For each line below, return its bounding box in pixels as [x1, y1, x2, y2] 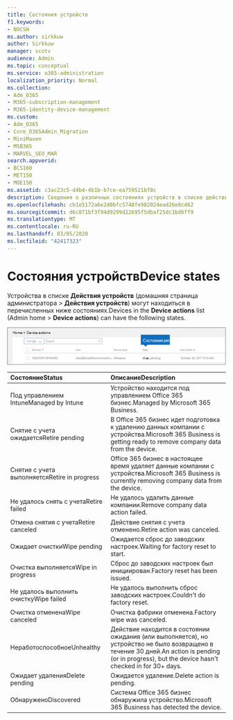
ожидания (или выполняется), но [110, 632, 208, 640]
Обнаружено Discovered [10, 696, 81, 704]
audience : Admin [7, 55, 54, 62]
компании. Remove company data [110, 501, 207, 509]
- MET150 [7, 172, 33, 179]
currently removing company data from [110, 477, 223, 485]
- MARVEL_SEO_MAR [7, 150, 58, 157]
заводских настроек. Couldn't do [110, 591, 206, 599]
